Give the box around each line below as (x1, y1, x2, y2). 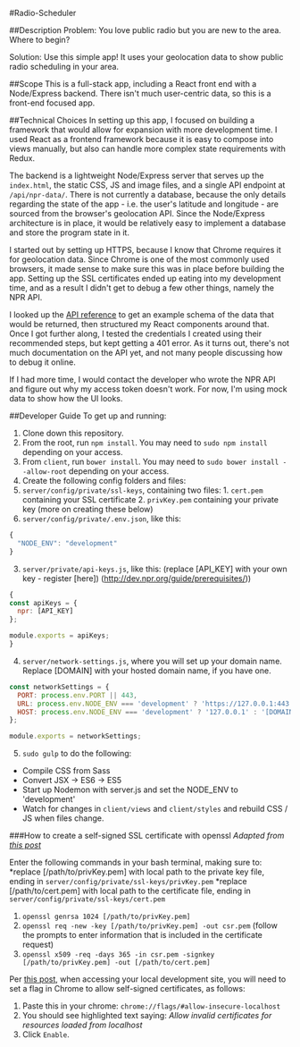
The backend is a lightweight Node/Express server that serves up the (9, 170, 264, 181)
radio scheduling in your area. (9, 62, 119, 72)
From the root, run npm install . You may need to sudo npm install (21, 437, 268, 448)
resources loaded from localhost (21, 1019, 143, 1031)
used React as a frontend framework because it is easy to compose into (9, 134, 274, 144)
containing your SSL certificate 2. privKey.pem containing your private (21, 494, 279, 504)
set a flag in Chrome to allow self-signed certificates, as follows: (9, 984, 246, 994)
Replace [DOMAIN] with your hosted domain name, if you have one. (21, 665, 271, 676)
